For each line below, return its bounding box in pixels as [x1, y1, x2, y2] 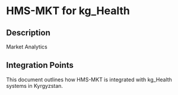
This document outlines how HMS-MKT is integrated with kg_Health [6, 76, 172, 83]
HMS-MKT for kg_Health [6, 4, 131, 18]
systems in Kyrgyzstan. [6, 82, 63, 89]
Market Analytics [6, 43, 47, 50]
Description [6, 28, 50, 38]
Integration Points [6, 60, 74, 70]
